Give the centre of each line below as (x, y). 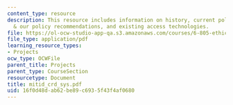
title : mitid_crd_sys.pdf (44, 84)
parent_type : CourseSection (48, 71)
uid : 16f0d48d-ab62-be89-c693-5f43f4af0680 (71, 90)
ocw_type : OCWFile (34, 59)
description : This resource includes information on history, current (111, 20)
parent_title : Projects (42, 65)
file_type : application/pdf (48, 39)
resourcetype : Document (42, 78)
